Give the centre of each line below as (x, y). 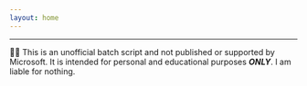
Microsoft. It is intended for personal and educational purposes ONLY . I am (150, 62)
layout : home (34, 18)
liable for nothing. (42, 71)
